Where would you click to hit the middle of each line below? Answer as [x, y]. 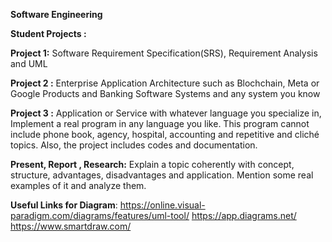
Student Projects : [48, 33]
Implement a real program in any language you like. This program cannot [160, 123]
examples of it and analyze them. [78, 185]
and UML [29, 63]
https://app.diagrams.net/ [244, 215]
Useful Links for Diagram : [64, 205]
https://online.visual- [162, 205]
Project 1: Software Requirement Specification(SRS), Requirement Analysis [164, 53]
